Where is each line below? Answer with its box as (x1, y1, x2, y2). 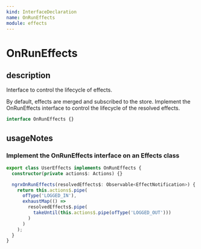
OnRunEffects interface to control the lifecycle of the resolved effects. (6, 104, 180, 112)
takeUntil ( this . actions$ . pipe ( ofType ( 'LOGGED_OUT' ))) (33, 210, 171, 216)
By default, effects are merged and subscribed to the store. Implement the (6, 98, 191, 105)
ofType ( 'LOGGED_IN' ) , (22, 193, 77, 199)
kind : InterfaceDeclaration (6, 8, 77, 15)
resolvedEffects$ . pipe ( (28, 204, 88, 210)
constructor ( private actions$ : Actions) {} (11, 170, 123, 176)
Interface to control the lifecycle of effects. (6, 86, 113, 94)
